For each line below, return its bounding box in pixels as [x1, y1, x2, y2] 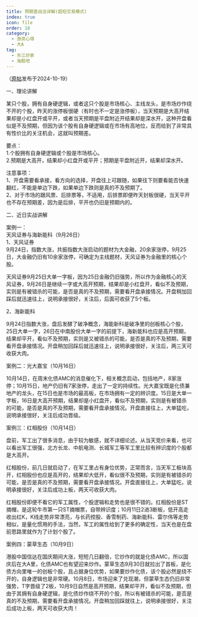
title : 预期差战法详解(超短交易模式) [6, 8, 87, 15]
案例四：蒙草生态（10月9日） [6, 540, 77, 547]
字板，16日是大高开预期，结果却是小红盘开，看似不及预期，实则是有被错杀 [6, 397, 187, 404]
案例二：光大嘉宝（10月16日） [6, 362, 79, 369]
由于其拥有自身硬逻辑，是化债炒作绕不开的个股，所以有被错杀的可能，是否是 [6, 590, 192, 597]
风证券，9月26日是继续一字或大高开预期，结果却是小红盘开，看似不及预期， [6, 281, 192, 288]
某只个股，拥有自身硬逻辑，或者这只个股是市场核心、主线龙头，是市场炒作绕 [6, 100, 192, 107]
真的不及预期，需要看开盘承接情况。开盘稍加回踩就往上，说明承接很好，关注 [6, 597, 192, 604]
